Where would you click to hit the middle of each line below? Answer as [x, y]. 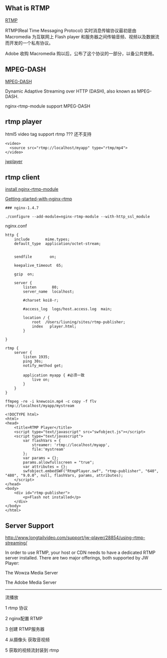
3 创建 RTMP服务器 [25, 629]
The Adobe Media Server [31, 582]
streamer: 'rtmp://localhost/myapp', [71, 445]
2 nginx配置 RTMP [24, 619]
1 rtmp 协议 [17, 608]
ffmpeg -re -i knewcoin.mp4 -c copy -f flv [51, 402]
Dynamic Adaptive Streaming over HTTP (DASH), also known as [71, 91]
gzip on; [24, 274]
